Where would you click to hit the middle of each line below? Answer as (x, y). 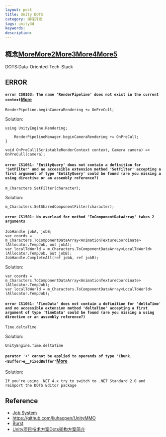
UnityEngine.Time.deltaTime (34, 346)
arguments (15, 221)
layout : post (19, 10)
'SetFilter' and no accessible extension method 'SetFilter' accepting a (83, 169)
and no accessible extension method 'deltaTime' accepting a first (77, 308)
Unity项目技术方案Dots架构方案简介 (49, 430)
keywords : (15, 28)
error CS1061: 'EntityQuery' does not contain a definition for (73, 165)
